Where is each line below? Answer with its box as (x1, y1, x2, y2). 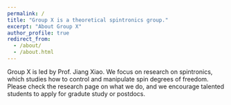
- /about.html (13, 49, 54, 56)
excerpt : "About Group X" (7, 23, 82, 30)
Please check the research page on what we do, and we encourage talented (7, 82, 225, 90)
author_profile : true (7, 29, 70, 37)
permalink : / (7, 10, 45, 17)
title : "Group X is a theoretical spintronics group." (7, 17, 169, 23)
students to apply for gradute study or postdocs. (7, 89, 146, 97)
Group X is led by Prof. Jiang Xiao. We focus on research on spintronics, (7, 67, 213, 76)
